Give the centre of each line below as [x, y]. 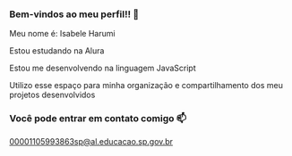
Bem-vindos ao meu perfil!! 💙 [74, 14]
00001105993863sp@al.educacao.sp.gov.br [91, 141]
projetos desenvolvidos [52, 95]
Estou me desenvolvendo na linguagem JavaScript [103, 68]
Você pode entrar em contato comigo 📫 [98, 119]
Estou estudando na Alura [57, 51]
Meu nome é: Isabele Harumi [62, 34]
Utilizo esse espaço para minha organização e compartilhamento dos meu [146, 86]
